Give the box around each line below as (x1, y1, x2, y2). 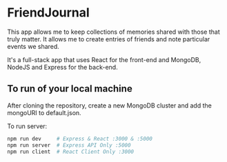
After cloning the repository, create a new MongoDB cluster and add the (7, 101, 212, 110)
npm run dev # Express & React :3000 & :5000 (7, 135, 153, 142)
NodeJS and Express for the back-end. (7, 63, 119, 71)
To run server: (7, 122, 48, 130)
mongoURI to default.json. (7, 108, 81, 117)
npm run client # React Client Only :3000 (7, 148, 135, 155)
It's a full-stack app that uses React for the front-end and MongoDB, (7, 55, 201, 63)
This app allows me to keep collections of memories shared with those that (7, 28, 220, 36)
